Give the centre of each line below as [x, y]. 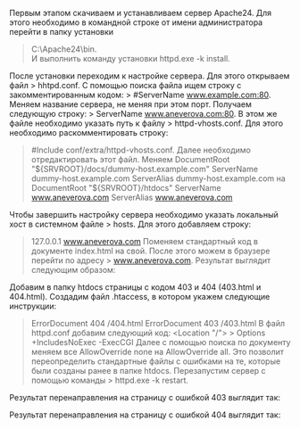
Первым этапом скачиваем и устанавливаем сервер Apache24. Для [141, 13]
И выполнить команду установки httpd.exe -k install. [130, 58]
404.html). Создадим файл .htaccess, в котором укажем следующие [140, 297]
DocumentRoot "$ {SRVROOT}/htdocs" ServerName [126, 188]
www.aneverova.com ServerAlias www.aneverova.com [132, 197]
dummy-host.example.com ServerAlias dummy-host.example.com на [158, 178]
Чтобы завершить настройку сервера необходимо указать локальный [144, 214]
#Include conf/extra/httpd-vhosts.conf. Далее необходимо [141, 150]
